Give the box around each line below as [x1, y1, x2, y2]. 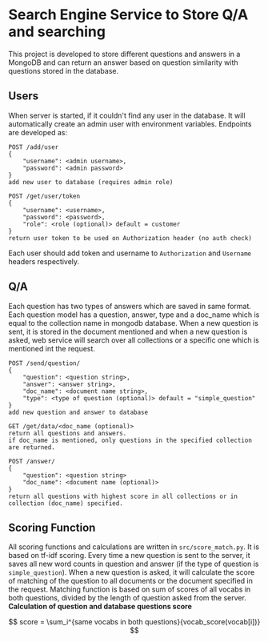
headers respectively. [8, 256, 80, 266]
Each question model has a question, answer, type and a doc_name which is [8, 310, 260, 319]
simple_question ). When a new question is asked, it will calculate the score [8, 568, 255, 577]
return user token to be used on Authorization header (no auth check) [8, 234, 252, 242]
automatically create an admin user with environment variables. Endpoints [8, 118, 252, 129]
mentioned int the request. [8, 343, 96, 353]
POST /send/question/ [8, 359, 81, 367]
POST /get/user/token [8, 192, 81, 200]
